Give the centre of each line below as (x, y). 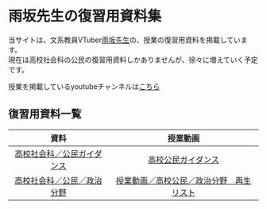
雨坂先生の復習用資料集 (85, 16)
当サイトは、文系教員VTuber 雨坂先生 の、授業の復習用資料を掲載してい (124, 40)
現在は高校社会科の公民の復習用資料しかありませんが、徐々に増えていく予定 (133, 60)
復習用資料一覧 (45, 114)
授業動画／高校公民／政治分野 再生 (184, 180)
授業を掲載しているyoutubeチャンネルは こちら (84, 86)
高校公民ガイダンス (184, 160)
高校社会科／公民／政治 (58, 180)
